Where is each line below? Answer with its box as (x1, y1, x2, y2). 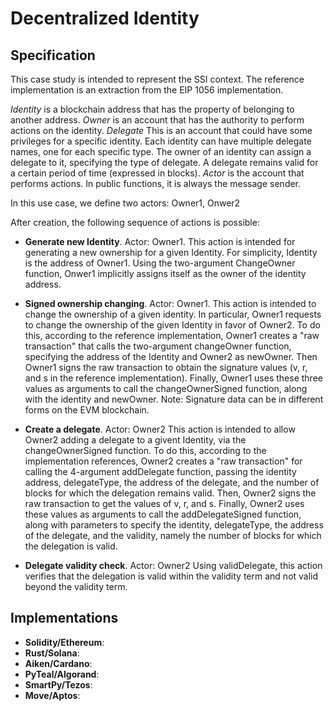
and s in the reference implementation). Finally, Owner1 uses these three (24, 372, 323, 384)
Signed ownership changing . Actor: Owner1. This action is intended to (24, 298, 317, 309)
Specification (10, 47, 96, 64)
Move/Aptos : (24, 689, 81, 701)
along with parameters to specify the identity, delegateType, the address (24, 519, 324, 531)
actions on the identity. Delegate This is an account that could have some (10, 125, 313, 136)
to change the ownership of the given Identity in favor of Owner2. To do (24, 319, 321, 331)
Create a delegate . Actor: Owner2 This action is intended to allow (24, 423, 296, 435)
